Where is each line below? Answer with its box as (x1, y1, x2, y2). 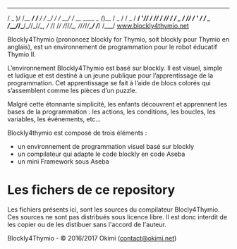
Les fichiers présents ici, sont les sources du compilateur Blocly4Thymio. (7, 205, 220, 214)
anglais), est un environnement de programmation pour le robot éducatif (7, 43, 217, 51)
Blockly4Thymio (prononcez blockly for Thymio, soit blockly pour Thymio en (7, 35, 230, 43)
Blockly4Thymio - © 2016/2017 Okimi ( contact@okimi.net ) (7, 233, 177, 242)
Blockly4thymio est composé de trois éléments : (7, 128, 147, 137)
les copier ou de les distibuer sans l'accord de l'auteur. (7, 220, 167, 229)
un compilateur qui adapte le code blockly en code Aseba (17, 150, 186, 158)
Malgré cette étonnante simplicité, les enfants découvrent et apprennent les (7, 100, 228, 108)
